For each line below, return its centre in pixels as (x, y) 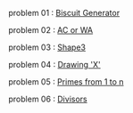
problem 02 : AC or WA (51, 30)
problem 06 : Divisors (48, 99)
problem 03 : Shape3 (47, 47)
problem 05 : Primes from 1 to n (66, 82)
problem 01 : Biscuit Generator (64, 13)
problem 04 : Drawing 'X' (54, 65)
